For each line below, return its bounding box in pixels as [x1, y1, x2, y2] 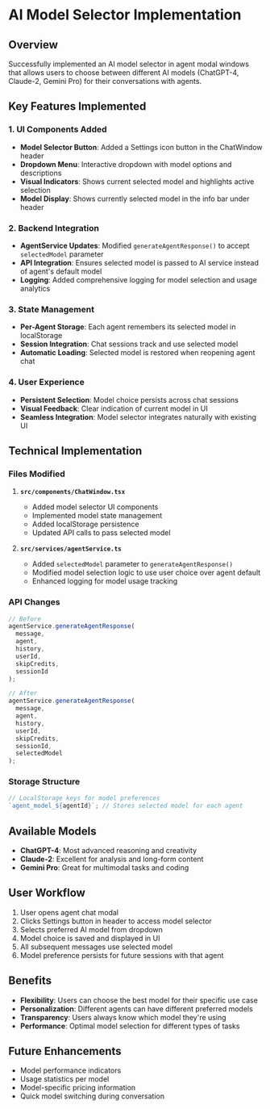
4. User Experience [8, 377, 85, 388]
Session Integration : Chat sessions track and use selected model [19, 339, 239, 349]
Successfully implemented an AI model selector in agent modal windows [8, 59, 250, 69]
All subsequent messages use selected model [19, 942, 173, 952]
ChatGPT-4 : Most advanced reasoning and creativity [19, 846, 197, 856]
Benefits [8, 974, 52, 988]
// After [8, 689, 38, 697]
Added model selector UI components [31, 502, 159, 512]
